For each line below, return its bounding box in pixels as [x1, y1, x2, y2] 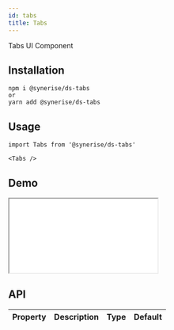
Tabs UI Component [8, 40, 74, 50]
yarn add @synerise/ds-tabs [8, 98, 101, 107]
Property [12, 311, 47, 322]
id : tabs [8, 11, 37, 20]
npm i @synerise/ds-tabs [8, 85, 90, 93]
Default [133, 311, 162, 322]
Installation [8, 63, 65, 77]
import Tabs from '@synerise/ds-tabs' [8, 141, 136, 149]
